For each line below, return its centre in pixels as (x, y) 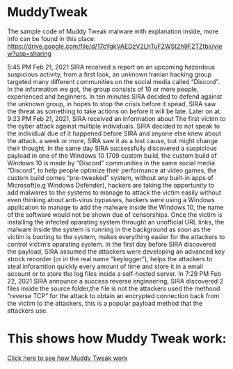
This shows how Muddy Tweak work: (117, 339)
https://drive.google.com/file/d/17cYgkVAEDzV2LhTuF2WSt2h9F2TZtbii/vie (115, 46)
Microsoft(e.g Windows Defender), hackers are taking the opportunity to (111, 185)
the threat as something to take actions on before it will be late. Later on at (114, 111)
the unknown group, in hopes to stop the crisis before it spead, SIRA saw (112, 104)
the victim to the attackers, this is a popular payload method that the (105, 303)
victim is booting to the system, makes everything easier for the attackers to (116, 236)
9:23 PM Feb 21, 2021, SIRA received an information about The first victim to (116, 118)
